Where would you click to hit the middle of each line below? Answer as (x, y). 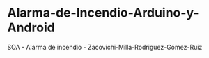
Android (31, 28)
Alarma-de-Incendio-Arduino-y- (103, 13)
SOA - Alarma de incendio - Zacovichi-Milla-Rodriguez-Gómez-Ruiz (105, 47)
